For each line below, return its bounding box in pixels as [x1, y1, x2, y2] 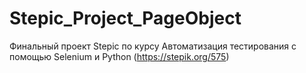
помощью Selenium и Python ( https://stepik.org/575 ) [9, 50, 230, 62]
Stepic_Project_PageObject [9, 7, 242, 30]
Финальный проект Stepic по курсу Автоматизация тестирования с [9, 40, 297, 52]
